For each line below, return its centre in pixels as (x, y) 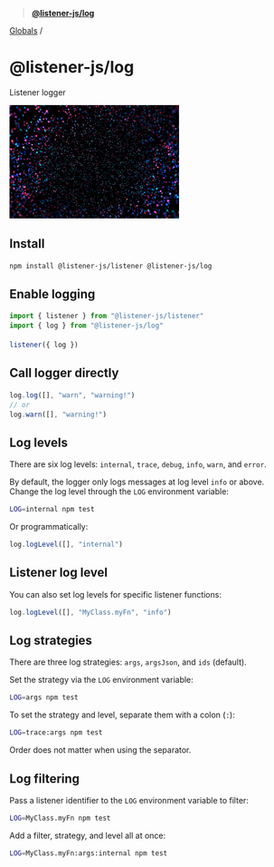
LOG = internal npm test (52, 510)
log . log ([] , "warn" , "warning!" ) (72, 395)
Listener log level (59, 573)
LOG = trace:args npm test (56, 733)
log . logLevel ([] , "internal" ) (66, 545)
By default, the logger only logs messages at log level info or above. (137, 482)
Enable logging (52, 294)
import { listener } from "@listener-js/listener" (107, 317)
